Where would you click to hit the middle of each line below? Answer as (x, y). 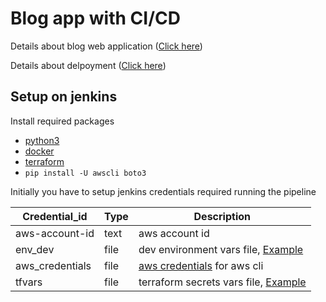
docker (39, 151)
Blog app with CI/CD (95, 18)
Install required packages (62, 121)
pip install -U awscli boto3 (85, 173)
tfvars (29, 282)
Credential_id (55, 216)
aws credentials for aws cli (201, 265)
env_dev (35, 249)
